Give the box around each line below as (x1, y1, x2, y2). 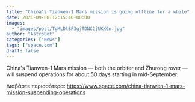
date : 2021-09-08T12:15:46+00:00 (6, 14, 90, 20)
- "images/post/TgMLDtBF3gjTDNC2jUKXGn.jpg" (11, 25, 125, 32)
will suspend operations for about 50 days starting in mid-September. (6, 70, 179, 78)
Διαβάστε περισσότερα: (6, 82, 66, 89)
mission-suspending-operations (6, 88, 86, 96)
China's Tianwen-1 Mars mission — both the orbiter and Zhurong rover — (6, 64, 188, 71)
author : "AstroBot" (6, 31, 55, 37)
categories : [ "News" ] (6, 37, 61, 43)
